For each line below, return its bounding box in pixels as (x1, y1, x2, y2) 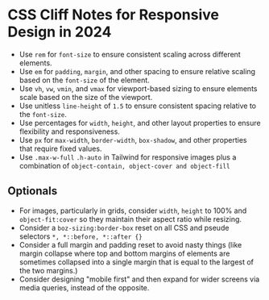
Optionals (7, 184, 58, 198)
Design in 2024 (7, 23, 112, 41)
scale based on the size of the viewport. (19, 92, 153, 102)
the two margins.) (19, 265, 78, 275)
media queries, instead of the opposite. (19, 282, 150, 292)
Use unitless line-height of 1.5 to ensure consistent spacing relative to (19, 101, 257, 110)
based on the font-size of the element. (19, 75, 150, 85)
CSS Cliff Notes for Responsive (7, 6, 219, 24)
